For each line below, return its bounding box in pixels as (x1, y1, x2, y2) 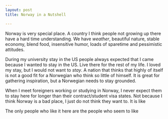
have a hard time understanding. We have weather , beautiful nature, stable (5, 36, 159, 42)
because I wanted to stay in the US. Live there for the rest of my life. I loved (5, 62, 161, 68)
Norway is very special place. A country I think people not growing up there (5, 30, 161, 36)
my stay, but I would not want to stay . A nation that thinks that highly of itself (5, 67, 163, 73)
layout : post (5, 7, 33, 13)
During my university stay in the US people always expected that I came (5, 56, 154, 62)
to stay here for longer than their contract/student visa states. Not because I (5, 93, 162, 99)
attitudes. (5, 46, 25, 52)
